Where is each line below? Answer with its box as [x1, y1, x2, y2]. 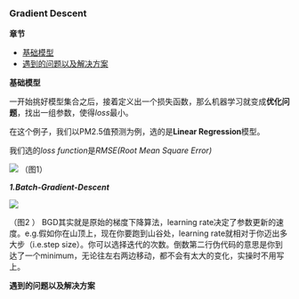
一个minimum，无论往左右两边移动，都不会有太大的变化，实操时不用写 [24, 250, 285, 261]
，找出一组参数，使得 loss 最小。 [17, 108, 133, 118]
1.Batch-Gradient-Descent [9, 182, 109, 193]
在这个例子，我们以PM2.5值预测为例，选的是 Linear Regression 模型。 [9, 126, 265, 137]
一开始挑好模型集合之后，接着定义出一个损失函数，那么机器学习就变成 [9, 96, 267, 107]
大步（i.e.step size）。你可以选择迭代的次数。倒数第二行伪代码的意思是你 [9, 239, 276, 250]
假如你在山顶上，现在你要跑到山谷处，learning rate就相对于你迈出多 [38, 228, 288, 238]
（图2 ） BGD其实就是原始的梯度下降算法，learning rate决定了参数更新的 [9, 217, 277, 228]
